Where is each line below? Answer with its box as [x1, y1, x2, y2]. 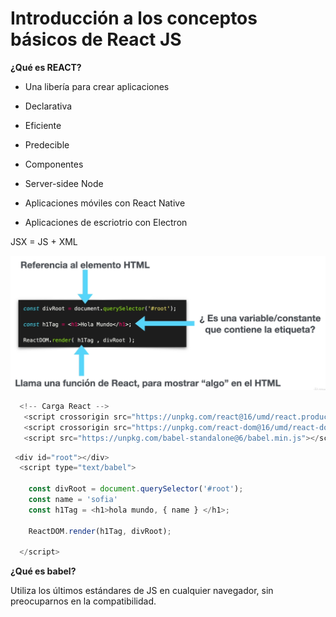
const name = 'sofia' [28, 495, 118, 505]
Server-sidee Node [24, 177, 104, 189]
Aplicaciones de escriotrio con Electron [24, 216, 188, 228]
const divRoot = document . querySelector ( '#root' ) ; [28, 484, 244, 494]
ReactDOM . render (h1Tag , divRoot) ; [28, 526, 172, 536]
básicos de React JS [10, 28, 182, 51]
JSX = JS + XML [10, 235, 78, 247]
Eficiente [24, 119, 62, 131]
